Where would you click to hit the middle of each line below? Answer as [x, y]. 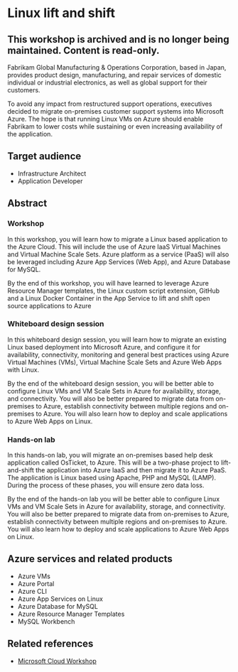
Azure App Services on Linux [60, 599]
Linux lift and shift [61, 13]
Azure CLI [32, 591]
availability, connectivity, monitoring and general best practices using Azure [118, 354]
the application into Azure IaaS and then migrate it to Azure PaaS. [131, 470]
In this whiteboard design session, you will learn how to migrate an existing [117, 340]
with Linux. [23, 369]
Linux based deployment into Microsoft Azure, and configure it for [104, 347]
